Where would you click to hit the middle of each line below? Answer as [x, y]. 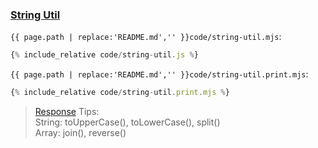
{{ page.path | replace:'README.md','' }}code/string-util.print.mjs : [159, 74]
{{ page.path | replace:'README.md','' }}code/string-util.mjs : [146, 37]
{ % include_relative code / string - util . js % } [104, 55]
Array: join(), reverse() [80, 133]
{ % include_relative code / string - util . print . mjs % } [120, 93]
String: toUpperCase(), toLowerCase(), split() [127, 122]
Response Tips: [67, 112]
